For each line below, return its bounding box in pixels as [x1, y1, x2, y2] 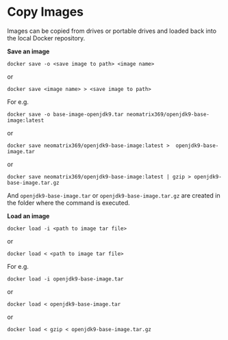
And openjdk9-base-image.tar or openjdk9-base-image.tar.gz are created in [7, 191, 220, 199]
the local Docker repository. [7, 34, 86, 42]
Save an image [7, 47, 50, 55]
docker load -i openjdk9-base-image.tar [7, 275, 125, 283]
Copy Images [7, 4, 84, 20]
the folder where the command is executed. [7, 198, 130, 207]
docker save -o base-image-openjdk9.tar [7, 111, 125, 118]
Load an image [7, 211, 50, 220]
